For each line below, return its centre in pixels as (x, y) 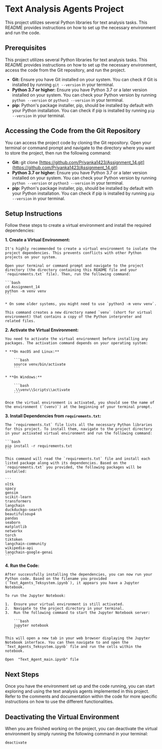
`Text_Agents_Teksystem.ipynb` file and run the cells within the (73, 647)
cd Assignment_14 (22, 287)
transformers (18, 501)
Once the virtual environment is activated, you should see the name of (80, 403)
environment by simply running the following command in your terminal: (77, 734)
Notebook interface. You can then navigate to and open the (67, 643)
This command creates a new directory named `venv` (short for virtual (79, 313)
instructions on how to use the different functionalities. (59, 702)
